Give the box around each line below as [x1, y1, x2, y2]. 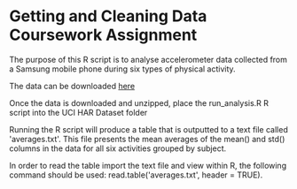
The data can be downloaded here [9, 80, 136, 91]
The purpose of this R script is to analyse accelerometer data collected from [9, 54, 288, 64]
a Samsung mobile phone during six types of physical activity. [9, 64, 237, 74]
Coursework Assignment [9, 25, 198, 45]
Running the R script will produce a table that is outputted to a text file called [9, 124, 288, 134]
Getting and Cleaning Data [9, 6, 207, 26]
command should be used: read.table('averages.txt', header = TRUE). [9, 170, 263, 180]
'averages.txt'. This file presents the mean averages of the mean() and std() [9, 133, 285, 144]
